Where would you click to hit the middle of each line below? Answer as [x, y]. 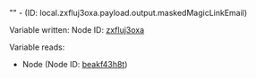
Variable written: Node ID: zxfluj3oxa [77, 30]
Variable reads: [37, 47]
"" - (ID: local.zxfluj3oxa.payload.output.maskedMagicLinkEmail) [128, 13]
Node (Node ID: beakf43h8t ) [75, 64]
